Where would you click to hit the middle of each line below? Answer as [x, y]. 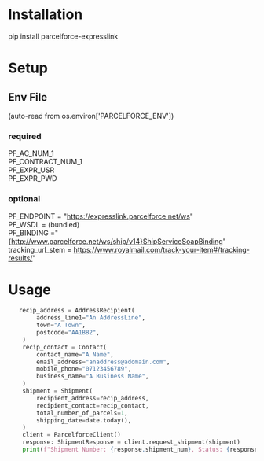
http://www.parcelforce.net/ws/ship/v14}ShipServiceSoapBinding [117, 241]
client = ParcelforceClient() [72, 435]
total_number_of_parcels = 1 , [82, 413]
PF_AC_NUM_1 [31, 153]
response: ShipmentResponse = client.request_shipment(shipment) [132, 442]
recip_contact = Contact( [65, 347]
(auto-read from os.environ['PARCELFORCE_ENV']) [91, 116]
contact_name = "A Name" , [75, 354]
